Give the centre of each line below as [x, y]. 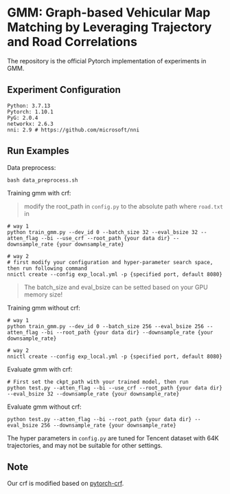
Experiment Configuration [64, 90]
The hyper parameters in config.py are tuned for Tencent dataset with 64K [113, 438]
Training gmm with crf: [39, 193]
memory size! [43, 294]
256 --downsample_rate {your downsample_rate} [108, 425]
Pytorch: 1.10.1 [30, 111]
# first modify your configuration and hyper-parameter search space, [110, 262]
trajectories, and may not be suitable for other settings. [85, 445]
